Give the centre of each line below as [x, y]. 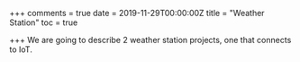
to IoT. [21, 49]
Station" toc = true [44, 22]
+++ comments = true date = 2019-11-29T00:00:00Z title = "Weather [137, 13]
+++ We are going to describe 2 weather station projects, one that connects [150, 40]
